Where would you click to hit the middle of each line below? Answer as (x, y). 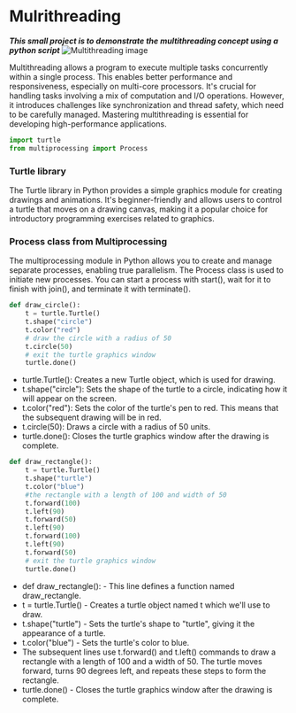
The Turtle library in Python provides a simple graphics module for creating (146, 190)
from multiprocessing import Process (79, 148)
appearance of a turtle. (64, 633)
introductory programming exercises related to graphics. (112, 218)
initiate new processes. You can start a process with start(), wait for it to (140, 280)
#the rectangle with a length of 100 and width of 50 (126, 495)
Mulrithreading (65, 16)
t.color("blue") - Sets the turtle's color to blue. (106, 642)
